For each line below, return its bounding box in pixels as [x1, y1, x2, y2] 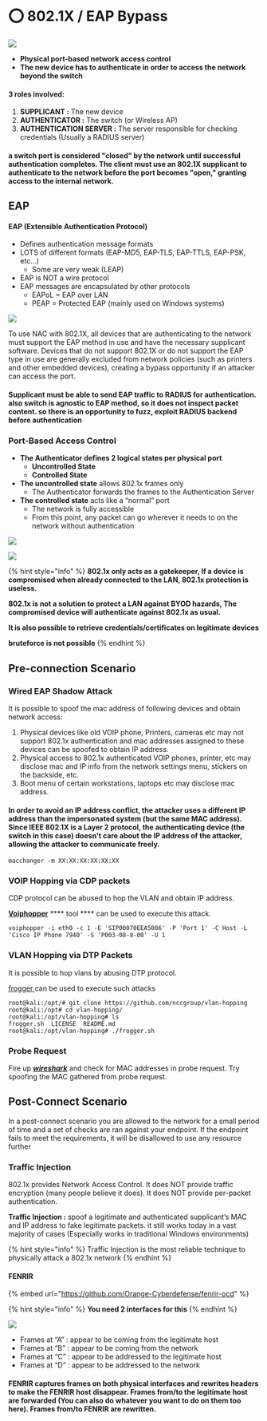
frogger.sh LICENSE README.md [8, 1019, 116, 1027]
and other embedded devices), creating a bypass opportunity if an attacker [8, 363, 255, 373]
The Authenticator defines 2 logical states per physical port [19, 453, 222, 463]
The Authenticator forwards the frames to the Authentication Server [31, 487, 255, 497]
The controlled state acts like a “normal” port [19, 496, 170, 505]
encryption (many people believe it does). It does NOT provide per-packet [8, 1188, 251, 1198]
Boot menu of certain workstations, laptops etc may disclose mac [19, 778, 235, 788]
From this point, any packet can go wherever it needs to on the [31, 513, 238, 522]
